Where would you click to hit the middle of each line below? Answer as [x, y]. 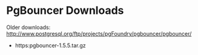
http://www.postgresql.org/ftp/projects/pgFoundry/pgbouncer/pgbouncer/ [99, 33]
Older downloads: [28, 27]
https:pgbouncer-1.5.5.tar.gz [50, 45]
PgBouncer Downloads [65, 11]
